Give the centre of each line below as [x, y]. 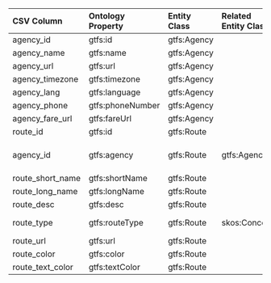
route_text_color [43, 267]
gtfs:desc [106, 204]
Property [106, 26]
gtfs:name [107, 53]
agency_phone [40, 106]
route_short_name [47, 178]
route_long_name [45, 191]
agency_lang [36, 92]
